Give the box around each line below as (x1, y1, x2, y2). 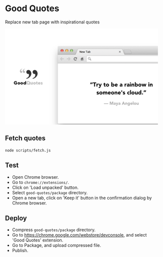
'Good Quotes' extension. (12, 237, 64, 243)
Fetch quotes (5, 134, 46, 143)
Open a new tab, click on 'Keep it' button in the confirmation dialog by (12, 195, 152, 201)
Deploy (5, 214, 27, 222)
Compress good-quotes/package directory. (12, 227, 96, 233)
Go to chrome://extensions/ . (12, 179, 69, 185)
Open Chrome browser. (12, 174, 59, 180)
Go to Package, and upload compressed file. (12, 242, 101, 248)
